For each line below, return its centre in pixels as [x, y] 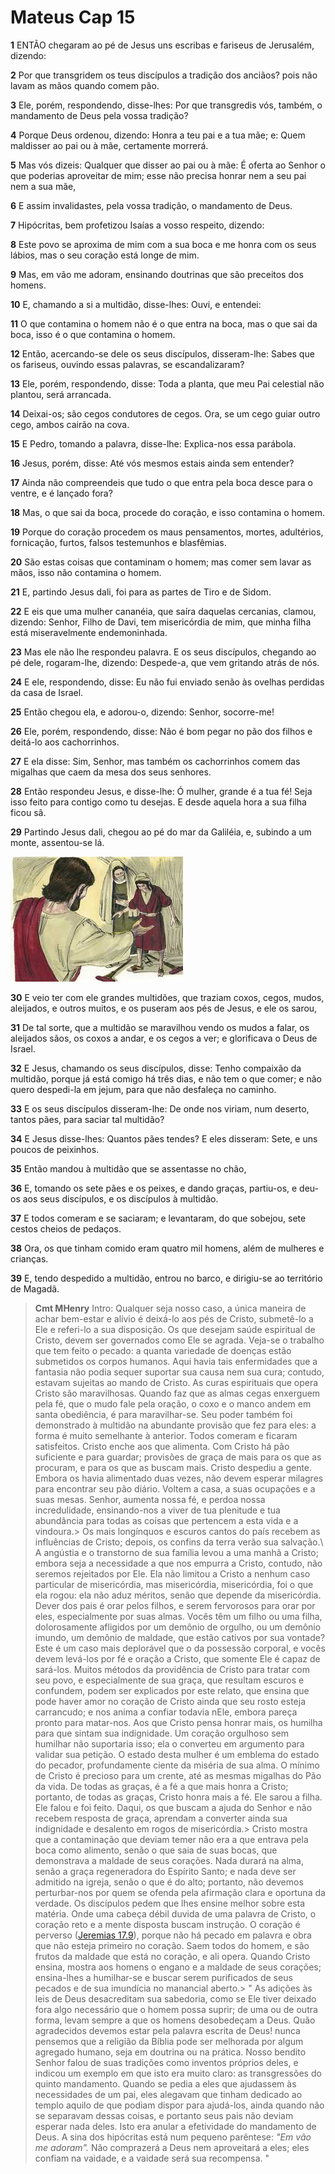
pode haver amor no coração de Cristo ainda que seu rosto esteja [170, 1701]
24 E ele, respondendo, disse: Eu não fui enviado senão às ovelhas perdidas [167, 682]
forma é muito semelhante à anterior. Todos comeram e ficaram [166, 1435]
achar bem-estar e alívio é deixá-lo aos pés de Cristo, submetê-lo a [174, 1318]
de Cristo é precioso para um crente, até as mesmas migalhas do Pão [178, 1775]
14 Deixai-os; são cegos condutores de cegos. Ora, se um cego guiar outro [165, 413]
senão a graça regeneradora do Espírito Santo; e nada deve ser [165, 1871]
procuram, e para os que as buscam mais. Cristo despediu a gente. [173, 1467]
